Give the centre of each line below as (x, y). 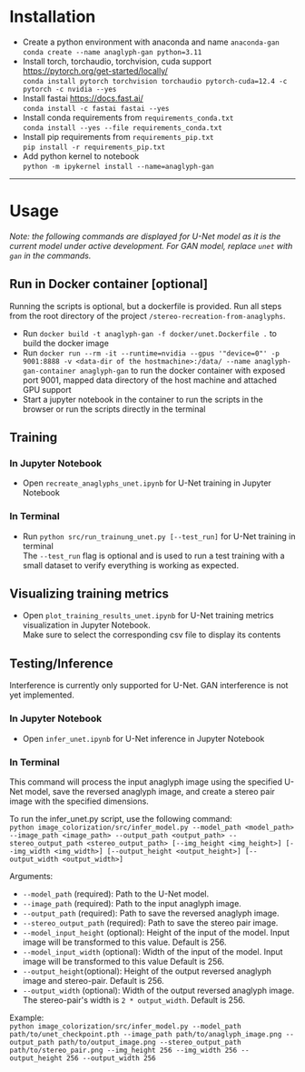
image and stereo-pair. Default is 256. (93, 980)
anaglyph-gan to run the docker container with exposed (183, 370)
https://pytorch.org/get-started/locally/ (95, 71)
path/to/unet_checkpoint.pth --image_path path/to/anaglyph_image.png (146, 1034)
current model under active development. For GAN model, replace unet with (151, 245)
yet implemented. (42, 695)
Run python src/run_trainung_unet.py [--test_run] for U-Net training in (159, 536)
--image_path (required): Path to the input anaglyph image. (132, 903)
